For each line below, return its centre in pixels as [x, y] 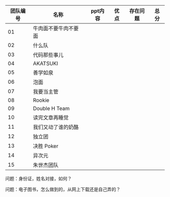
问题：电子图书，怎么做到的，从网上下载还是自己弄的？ [63, 189]
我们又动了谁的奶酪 [56, 127]
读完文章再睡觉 [51, 117]
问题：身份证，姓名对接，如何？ [38, 179]
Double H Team [51, 108]
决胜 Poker [46, 146]
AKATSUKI [45, 64]
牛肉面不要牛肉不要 [56, 28]
